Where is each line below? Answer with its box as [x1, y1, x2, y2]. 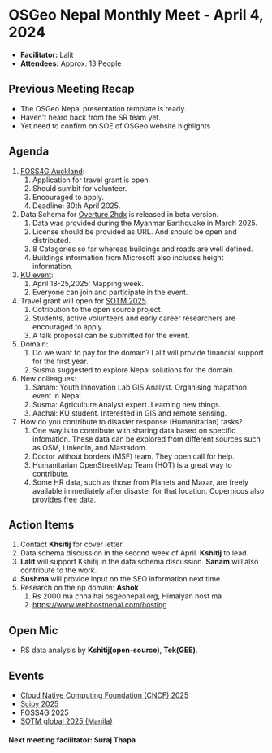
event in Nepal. [32, 390, 84, 400]
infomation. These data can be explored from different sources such [32, 433, 261, 444]
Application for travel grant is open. [32, 175, 151, 185]
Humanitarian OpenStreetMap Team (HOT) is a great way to [32, 459, 233, 469]
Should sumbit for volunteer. [32, 183, 127, 193]
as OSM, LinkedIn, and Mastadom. [32, 442, 148, 452]
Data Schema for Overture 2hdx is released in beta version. [19, 209, 219, 219]
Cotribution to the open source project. [32, 304, 163, 314]
